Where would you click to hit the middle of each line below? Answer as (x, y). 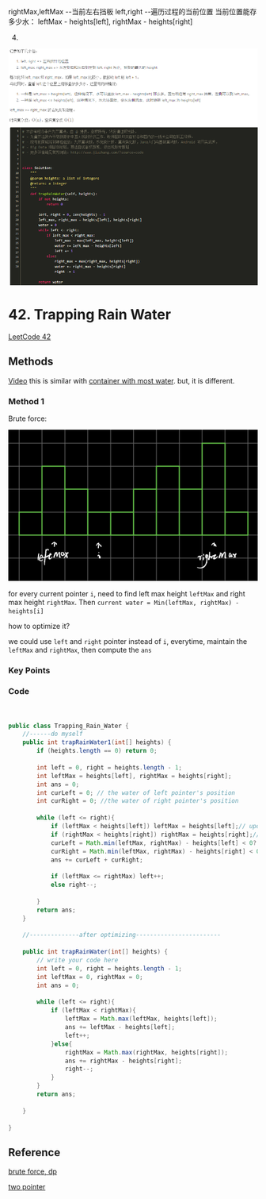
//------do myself (53, 734)
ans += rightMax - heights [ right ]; (123, 1061)
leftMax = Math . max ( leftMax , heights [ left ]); (141, 1019)
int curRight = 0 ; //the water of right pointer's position (138, 801)
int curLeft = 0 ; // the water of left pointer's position (136, 792)
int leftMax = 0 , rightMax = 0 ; (90, 977)
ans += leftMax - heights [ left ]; (120, 1027)
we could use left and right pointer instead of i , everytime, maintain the (128, 641)
